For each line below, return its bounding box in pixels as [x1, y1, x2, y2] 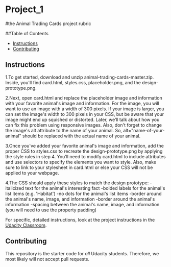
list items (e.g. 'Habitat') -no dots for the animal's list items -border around [5, 190, 162, 197]
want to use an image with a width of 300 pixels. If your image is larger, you [5, 106, 164, 112]
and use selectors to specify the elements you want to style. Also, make [5, 159, 157, 165]
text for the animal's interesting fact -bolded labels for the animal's [25, 185, 165, 191]
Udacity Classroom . [5, 222, 47, 228]
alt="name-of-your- [123, 127, 165, 133]
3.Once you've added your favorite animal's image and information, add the [5, 142, 164, 149]
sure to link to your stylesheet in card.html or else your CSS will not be [5, 164, 153, 171]
